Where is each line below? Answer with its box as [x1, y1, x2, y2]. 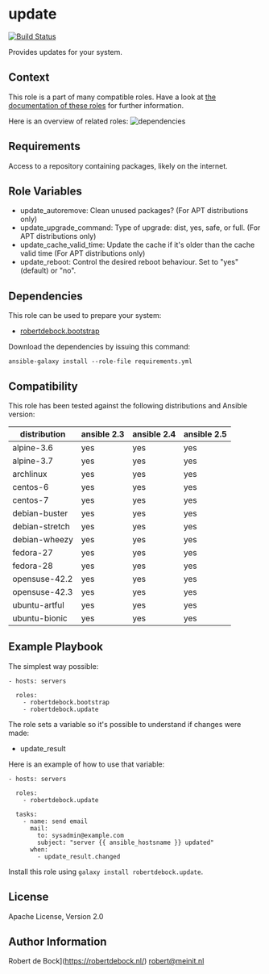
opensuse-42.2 [12, 574, 73, 584]
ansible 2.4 [132, 428, 176, 440]
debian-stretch [12, 521, 71, 532]
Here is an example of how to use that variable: [8, 759, 165, 769]
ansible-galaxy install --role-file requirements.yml [8, 357, 193, 366]
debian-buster [12, 508, 68, 519]
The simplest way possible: [8, 661, 99, 671]
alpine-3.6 [12, 442, 54, 453]
